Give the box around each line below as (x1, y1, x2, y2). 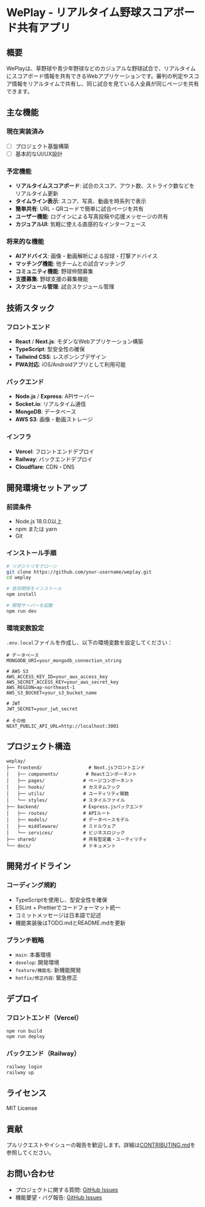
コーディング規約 (6, 881, 56, 890)
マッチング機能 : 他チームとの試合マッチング (15, 260, 126, 268)
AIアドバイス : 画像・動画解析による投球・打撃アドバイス (15, 252, 158, 260)
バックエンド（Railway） (6, 1049, 81, 1058)
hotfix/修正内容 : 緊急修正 (15, 974, 78, 981)
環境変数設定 (6, 623, 45, 632)
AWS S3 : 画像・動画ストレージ (15, 415, 94, 423)
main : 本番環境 (15, 951, 51, 958)
